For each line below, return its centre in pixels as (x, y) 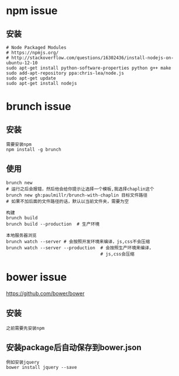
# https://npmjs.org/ (32, 53)
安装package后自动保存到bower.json (74, 347)
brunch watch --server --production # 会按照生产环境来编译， (80, 248)
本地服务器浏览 (21, 235)
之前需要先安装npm (25, 328)
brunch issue (39, 107)
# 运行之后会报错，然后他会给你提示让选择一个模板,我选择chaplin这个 (80, 189)
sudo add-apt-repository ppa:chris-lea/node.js (65, 73)
